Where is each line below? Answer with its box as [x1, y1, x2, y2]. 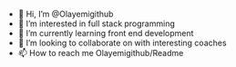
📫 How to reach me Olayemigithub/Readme [17, 48, 184, 58]
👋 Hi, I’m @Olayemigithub [17, 9, 114, 19]
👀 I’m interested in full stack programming [17, 18, 176, 29]
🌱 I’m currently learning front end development [17, 28, 194, 38]
